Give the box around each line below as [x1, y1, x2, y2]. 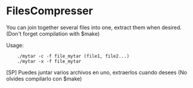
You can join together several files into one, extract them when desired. [6, 24, 182, 31]
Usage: [6, 42, 24, 49]
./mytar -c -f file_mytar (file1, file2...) [17, 53, 130, 59]
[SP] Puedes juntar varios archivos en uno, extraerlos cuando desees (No [6, 68, 187, 76]
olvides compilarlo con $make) [6, 75, 82, 82]
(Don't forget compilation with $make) [6, 30, 100, 37]
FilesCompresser [6, 4, 93, 18]
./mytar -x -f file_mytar [17, 58, 82, 64]
